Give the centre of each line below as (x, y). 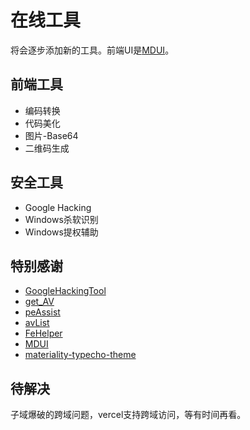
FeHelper (43, 333)
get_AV (39, 302)
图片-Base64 (51, 135)
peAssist (42, 312)
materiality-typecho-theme (80, 355)
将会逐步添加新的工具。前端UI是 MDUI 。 (92, 50)
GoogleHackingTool (65, 291)
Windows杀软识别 (61, 219)
